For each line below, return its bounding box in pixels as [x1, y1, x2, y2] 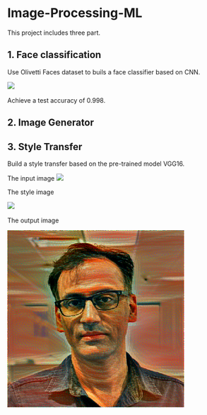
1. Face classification [7, 49, 102, 61]
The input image [7, 174, 55, 182]
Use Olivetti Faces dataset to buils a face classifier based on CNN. [7, 67, 201, 76]
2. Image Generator [7, 117, 94, 129]
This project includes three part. [7, 28, 101, 37]
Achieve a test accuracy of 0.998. [7, 96, 106, 104]
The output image [7, 216, 59, 224]
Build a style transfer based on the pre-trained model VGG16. [7, 159, 185, 168]
